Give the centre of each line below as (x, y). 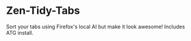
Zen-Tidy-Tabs (43, 11)
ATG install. (20, 32)
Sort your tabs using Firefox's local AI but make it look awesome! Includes (95, 27)
